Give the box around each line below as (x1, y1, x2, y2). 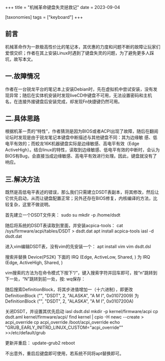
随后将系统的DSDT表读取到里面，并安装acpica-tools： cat (5, 223, 123, 228)
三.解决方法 (5, 175, 40, 183)
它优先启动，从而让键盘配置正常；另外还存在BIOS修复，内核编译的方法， (5, 195, 154, 201)
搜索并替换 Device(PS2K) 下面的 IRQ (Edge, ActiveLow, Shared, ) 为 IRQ (5, 254, 150, 260)
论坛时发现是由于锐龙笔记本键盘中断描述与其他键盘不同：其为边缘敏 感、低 (5, 135, 158, 140)
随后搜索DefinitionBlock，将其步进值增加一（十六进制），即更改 (5, 286, 133, 293)
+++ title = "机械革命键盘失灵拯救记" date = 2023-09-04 (5, 4, 120, 10)
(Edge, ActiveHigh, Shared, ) (5, 260, 63, 266)
